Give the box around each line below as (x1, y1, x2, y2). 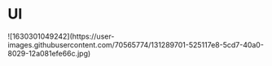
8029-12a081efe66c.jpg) (7, 48, 91, 58)
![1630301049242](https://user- (7, 31, 115, 41)
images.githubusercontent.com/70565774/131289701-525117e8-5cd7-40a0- (7, 39, 264, 49)
